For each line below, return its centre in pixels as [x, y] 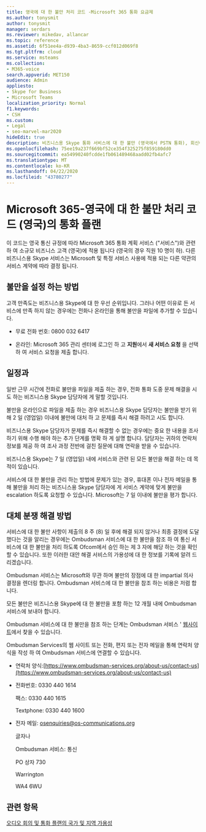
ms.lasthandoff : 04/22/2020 [42, 172]
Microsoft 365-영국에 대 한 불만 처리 [95, 210]
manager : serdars [29, 29]
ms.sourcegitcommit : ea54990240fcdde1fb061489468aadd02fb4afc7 [89, 154]
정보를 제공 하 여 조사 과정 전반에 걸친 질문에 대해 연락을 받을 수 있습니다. [93, 445]
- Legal [16, 126]
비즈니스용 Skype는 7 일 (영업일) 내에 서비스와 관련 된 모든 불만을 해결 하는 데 [99, 459]
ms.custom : [20, 120]
